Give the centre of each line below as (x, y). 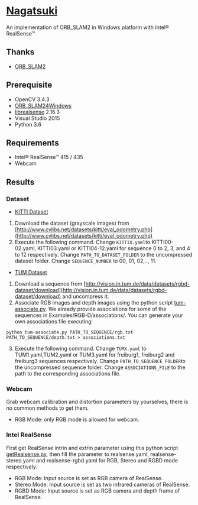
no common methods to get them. (48, 408)
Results (20, 182)
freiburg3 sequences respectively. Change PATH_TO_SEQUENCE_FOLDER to (100, 361)
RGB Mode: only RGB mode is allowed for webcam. (77, 420)
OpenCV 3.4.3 (32, 99)
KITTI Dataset (31, 212)
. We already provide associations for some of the (106, 309)
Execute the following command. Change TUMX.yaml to (80, 349)
